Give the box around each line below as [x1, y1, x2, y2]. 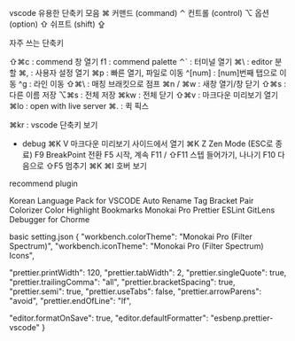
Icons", [9, 251, 35, 260]
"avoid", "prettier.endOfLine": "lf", [9, 296, 132, 306]
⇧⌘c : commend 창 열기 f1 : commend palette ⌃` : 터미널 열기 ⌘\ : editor [9, 57, 273, 66]
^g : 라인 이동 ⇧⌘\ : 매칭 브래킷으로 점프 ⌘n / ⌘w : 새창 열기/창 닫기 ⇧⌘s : [18, 79, 286, 89]
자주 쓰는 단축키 [9, 38, 65, 48]
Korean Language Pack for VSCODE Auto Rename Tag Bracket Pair [9, 196, 254, 205]
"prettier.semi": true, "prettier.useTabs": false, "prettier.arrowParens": [9, 286, 262, 297]
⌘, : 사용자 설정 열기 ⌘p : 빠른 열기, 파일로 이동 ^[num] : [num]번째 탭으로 [18, 67, 277, 78]
